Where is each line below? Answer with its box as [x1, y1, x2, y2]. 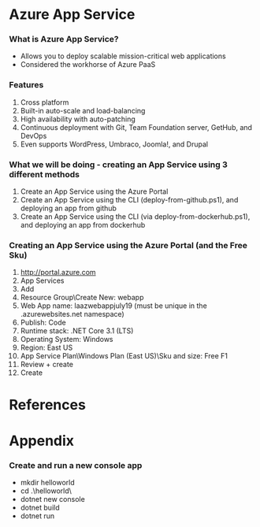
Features [9, 80, 44, 91]
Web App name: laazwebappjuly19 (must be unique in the [20, 301, 207, 310]
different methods [9, 169, 80, 180]
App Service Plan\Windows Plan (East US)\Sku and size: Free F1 [20, 351, 228, 361]
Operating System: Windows [20, 335, 113, 344]
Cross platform [20, 97, 69, 107]
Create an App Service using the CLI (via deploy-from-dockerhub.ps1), [20, 212, 251, 221]
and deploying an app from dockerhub [20, 221, 146, 230]
